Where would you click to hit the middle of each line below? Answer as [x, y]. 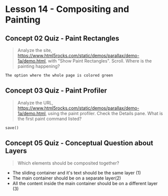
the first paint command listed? [49, 118]
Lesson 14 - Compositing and [67, 9]
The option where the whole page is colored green [59, 75]
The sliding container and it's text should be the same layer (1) [77, 172]
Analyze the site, [35, 50]
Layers [16, 151]
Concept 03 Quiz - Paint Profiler [56, 91]
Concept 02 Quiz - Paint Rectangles [62, 38]
